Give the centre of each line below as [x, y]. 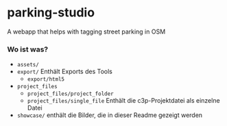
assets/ [28, 65]
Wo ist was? [28, 49]
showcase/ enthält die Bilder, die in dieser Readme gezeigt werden [110, 115]
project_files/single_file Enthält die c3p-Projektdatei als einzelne [124, 101]
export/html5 [46, 79]
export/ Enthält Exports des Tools [65, 72]
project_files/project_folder [71, 94]
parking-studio [51, 13]
